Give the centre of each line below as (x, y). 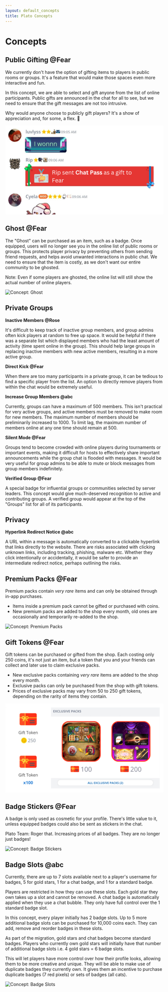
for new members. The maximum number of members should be (72, 417)
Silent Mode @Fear (26, 437)
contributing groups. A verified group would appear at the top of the (75, 499)
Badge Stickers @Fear (41, 807)
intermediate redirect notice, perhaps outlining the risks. (63, 563)
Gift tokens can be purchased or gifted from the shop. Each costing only (80, 654)
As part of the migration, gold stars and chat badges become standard (78, 938)
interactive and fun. (25, 82)
